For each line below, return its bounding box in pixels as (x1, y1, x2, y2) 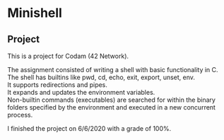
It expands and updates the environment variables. (7, 88, 155, 96)
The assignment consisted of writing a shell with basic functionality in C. (7, 66, 218, 74)
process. (7, 111, 33, 119)
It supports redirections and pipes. (7, 81, 108, 89)
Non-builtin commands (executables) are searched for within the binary (7, 95, 216, 104)
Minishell (7, 5, 62, 21)
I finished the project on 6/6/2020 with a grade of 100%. (7, 124, 172, 132)
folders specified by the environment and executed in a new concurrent (7, 103, 216, 111)
